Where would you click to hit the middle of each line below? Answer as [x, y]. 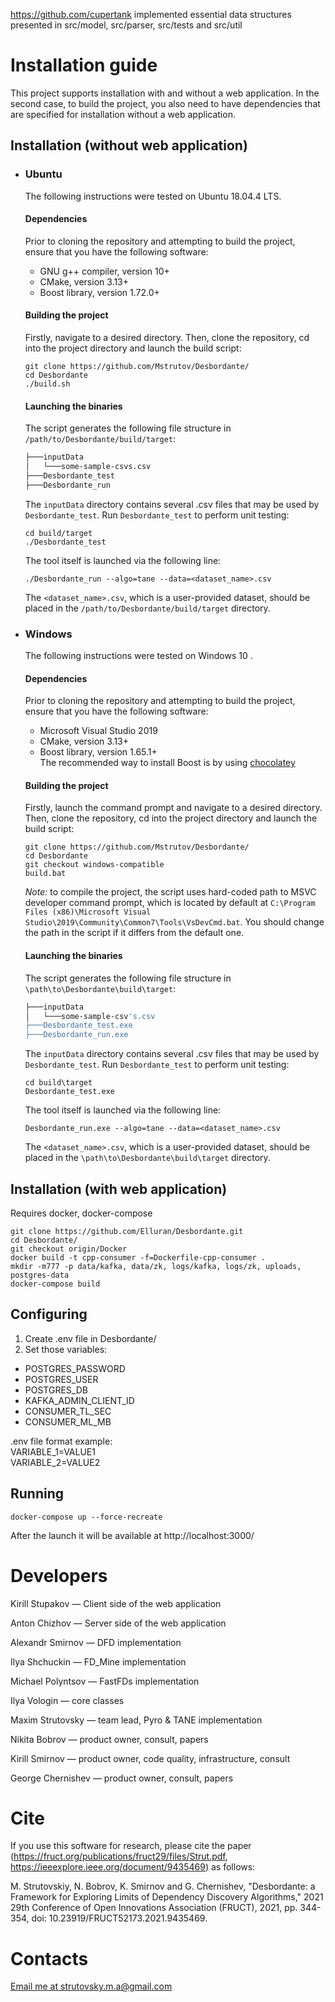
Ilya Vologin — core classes [67, 1700]
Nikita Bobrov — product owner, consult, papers [109, 1739]
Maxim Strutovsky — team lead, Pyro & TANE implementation [136, 1720]
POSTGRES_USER [61, 1379]
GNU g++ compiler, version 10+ [104, 271]
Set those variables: [66, 1349]
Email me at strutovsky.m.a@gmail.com [91, 1986]
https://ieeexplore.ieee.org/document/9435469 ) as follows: [133, 1867]
